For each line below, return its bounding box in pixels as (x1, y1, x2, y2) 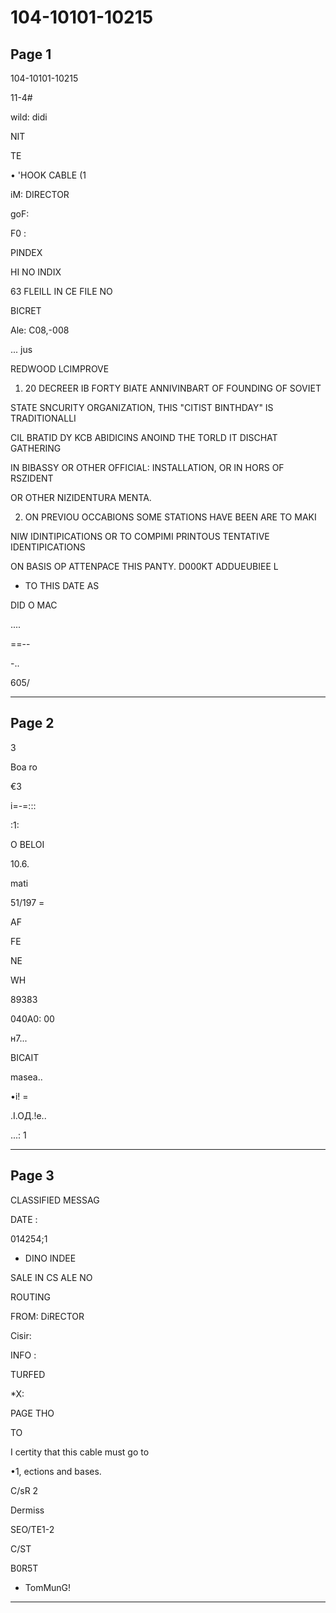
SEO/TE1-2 (10, 1523, 55, 1535)
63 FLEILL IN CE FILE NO (10, 286, 113, 297)
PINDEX (10, 247, 43, 258)
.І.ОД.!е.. (10, 1109, 47, 1121)
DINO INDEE (24, 1252, 77, 1264)
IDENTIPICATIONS (10, 541, 86, 553)
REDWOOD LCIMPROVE (10, 363, 110, 375)
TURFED (10, 1368, 46, 1380)
